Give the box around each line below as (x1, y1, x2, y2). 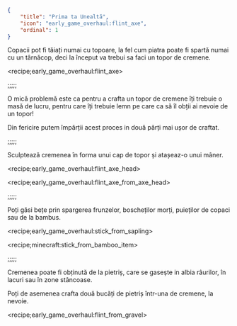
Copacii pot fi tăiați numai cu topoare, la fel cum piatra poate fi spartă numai (7, 46, 229, 55)
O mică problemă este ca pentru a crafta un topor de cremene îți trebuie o (7, 94, 223, 103)
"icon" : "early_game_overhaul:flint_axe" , (20, 20, 147, 27)
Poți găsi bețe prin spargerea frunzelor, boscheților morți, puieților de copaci (7, 206, 231, 214)
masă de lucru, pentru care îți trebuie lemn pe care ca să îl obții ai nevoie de (7, 102, 229, 111)
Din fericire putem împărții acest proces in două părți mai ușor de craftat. (7, 123, 220, 132)
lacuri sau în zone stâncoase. (7, 276, 93, 284)
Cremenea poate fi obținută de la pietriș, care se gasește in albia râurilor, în (7, 268, 226, 276)
